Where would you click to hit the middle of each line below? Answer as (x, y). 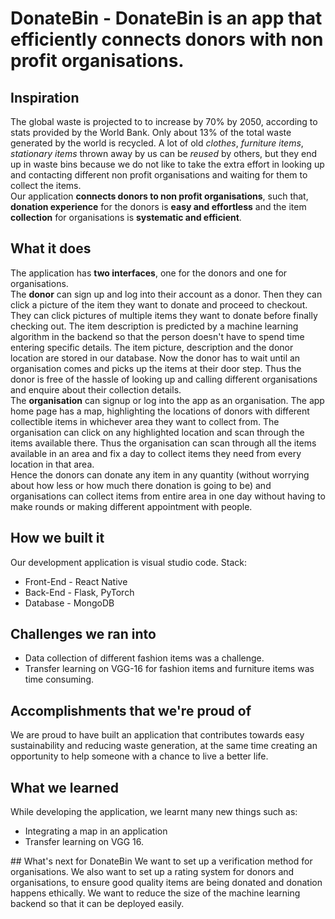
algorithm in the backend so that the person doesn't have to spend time (157, 336)
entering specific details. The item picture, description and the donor (152, 347)
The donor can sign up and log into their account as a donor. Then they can (166, 294)
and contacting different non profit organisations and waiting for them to (159, 175)
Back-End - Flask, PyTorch (79, 592)
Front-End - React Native (76, 581)
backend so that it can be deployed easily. (97, 904)
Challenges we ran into (83, 634)
